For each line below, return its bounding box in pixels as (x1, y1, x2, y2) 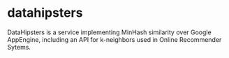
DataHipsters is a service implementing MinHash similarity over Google (7, 28, 212, 36)
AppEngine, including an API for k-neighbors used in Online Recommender (7, 35, 222, 43)
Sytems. (7, 43, 31, 51)
